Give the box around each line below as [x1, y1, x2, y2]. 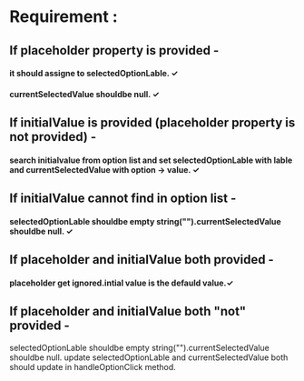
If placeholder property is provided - [9, 43, 220, 58]
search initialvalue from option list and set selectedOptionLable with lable [9, 155, 293, 165]
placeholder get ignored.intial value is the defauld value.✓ [9, 277, 234, 288]
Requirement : [9, 6, 118, 27]
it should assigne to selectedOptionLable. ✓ [9, 68, 179, 79]
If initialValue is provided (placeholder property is [9, 115, 296, 131]
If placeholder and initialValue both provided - [9, 252, 274, 267]
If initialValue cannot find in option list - [9, 191, 237, 206]
